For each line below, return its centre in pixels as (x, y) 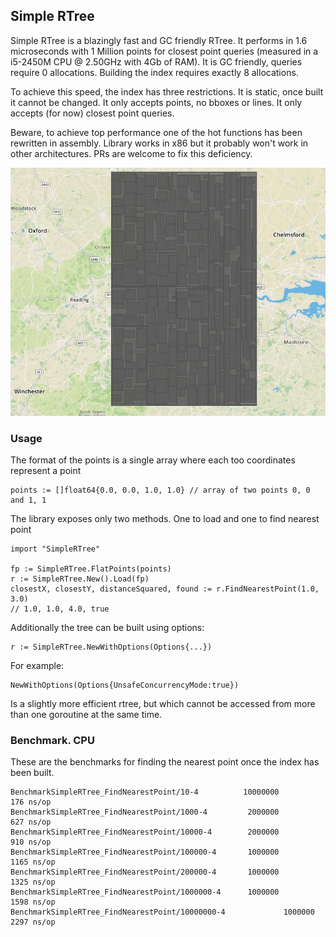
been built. (32, 773)
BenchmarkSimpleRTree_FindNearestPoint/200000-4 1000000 (145, 872)
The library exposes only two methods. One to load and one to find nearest (165, 518)
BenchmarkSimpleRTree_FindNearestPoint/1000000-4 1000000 (145, 892)
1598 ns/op (33, 902)
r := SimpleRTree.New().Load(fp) (80, 579)
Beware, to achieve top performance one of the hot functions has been (156, 132)
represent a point (46, 470)
